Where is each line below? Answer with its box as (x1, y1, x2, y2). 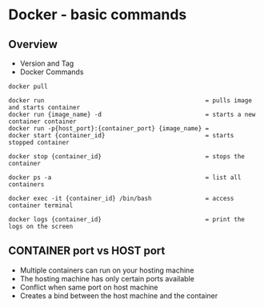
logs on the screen (8, 222, 74, 230)
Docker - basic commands (8, 6, 187, 24)
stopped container (8, 138, 70, 146)
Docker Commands (19, 67, 84, 77)
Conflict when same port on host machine (19, 282, 158, 292)
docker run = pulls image (8, 97, 252, 105)
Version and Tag (19, 58, 74, 68)
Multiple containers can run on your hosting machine (19, 265, 194, 275)
